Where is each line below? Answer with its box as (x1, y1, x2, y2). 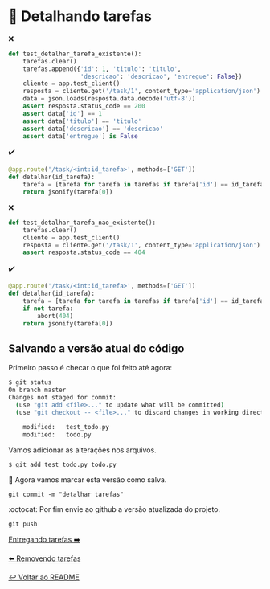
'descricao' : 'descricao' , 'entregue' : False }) (80, 72, 243, 80)
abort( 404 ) (37, 312, 74, 320)
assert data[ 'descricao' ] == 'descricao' (22, 125, 163, 133)
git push (8, 520, 38, 528)
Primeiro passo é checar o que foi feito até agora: (8, 363, 173, 373)
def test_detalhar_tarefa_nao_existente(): (8, 219, 157, 227)
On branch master (8, 386, 67, 395)
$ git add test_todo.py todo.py (8, 460, 117, 468)
